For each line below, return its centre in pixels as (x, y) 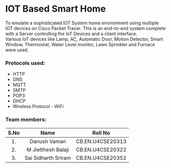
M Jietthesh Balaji (48, 149)
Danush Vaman (48, 141)
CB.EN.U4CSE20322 (101, 149)
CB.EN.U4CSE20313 (101, 141)
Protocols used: (25, 63)
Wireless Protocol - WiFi (38, 107)
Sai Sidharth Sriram (48, 158)
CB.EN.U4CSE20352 (101, 158)
